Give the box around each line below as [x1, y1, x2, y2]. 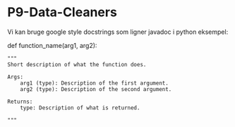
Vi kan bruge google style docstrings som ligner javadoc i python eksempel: [7, 28, 229, 36]
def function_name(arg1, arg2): [7, 41, 97, 49]
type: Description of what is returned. [20, 104, 140, 111]
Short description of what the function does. [7, 61, 147, 68]
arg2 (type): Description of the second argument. [20, 85, 172, 92]
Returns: [7, 98, 33, 105]
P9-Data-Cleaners [7, 4, 118, 20]
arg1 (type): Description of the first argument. [20, 79, 169, 87]
